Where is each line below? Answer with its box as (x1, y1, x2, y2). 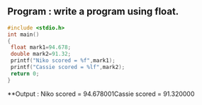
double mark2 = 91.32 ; (10, 51, 72, 58)
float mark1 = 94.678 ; (10, 44, 72, 51)
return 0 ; (10, 70, 40, 77)
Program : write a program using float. (7, 6, 179, 18)
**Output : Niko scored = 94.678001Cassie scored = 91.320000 (7, 89, 195, 98)
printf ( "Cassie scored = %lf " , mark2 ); (10, 63, 125, 71)
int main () (7, 31, 40, 38)
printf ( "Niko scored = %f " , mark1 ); (10, 57, 116, 64)
